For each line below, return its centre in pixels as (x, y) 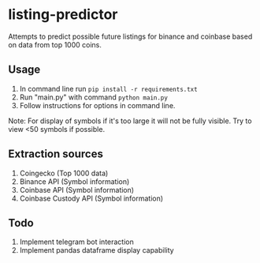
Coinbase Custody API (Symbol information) (91, 198)
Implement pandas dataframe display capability (97, 250)
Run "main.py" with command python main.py (93, 97)
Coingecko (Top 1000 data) (64, 173)
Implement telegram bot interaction (76, 242)
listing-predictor (63, 15)
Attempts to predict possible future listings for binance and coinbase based (130, 36)
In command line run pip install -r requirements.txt (109, 88)
